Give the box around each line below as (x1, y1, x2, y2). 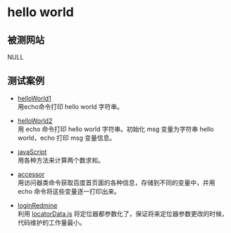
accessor (17, 170, 45, 178)
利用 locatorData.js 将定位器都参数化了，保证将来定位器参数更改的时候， (17, 209, 229, 218)
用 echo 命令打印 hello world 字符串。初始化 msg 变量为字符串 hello (17, 124, 214, 133)
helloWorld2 (17, 116, 53, 125)
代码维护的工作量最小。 (17, 218, 86, 227)
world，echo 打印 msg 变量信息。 (17, 133, 116, 142)
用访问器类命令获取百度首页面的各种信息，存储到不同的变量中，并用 (17, 178, 216, 187)
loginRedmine (17, 201, 58, 209)
